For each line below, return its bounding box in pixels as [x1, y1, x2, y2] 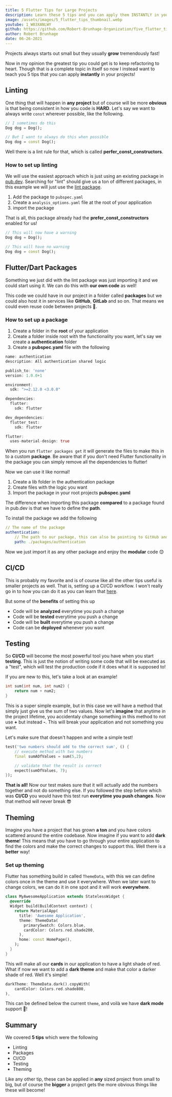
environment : [5, 382, 33, 387]
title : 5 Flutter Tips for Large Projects [5, 7, 97, 13]
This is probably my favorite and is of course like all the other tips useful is [5, 577, 162, 583]
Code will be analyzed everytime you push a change [12, 608, 124, 614]
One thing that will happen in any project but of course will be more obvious [5, 100, 167, 106]
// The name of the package [5, 525, 66, 530]
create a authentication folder [12, 339, 77, 345]
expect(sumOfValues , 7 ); [14, 768, 68, 773]
